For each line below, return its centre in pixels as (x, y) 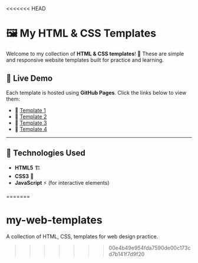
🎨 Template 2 (31, 116)
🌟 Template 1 (30, 110)
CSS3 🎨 (24, 176)
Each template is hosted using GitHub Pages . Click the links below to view (96, 92)
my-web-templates (54, 220)
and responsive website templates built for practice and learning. (85, 60)
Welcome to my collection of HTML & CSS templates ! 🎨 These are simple (95, 54)
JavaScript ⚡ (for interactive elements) (62, 182)
